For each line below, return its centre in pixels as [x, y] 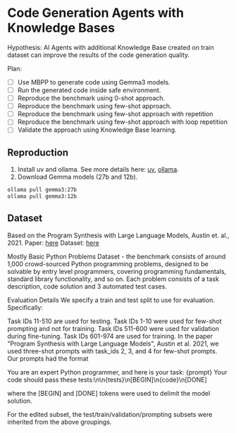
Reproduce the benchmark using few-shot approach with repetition [115, 114]
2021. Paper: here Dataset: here [54, 243]
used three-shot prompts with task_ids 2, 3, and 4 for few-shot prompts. [112, 351]
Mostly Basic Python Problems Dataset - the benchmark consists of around [117, 256]
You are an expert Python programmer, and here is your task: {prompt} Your [117, 372]
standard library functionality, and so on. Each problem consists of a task [113, 279]
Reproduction [38, 152]
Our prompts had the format [48, 358]
